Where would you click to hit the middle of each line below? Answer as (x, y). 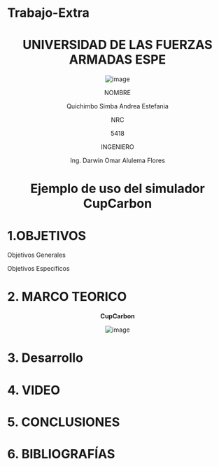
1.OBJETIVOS (47, 235)
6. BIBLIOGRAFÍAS (61, 454)
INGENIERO (118, 147)
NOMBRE (118, 93)
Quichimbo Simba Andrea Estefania (118, 106)
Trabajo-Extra (48, 13)
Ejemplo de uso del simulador (118, 189)
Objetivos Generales (37, 255)
